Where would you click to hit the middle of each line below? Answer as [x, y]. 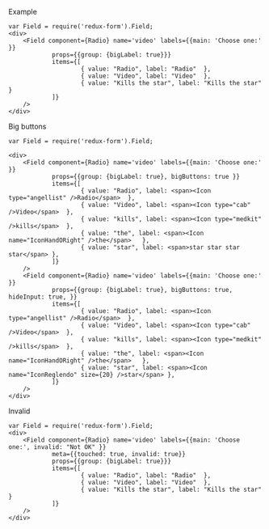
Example [23, 12]
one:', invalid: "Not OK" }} [57, 447]
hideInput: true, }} [43, 297]
